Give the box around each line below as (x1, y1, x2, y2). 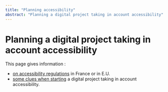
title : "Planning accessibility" (5, 7, 76, 13)
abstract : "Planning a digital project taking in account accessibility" (5, 12, 164, 17)
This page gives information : (5, 61, 66, 67)
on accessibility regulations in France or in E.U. (12, 71, 110, 77)
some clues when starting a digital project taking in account (12, 76, 137, 82)
